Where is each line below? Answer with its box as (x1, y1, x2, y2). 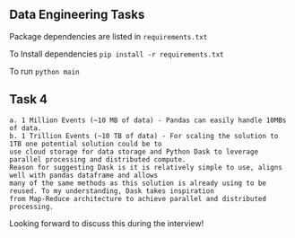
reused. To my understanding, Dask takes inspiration (9, 186, 215, 196)
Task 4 (9, 92, 48, 107)
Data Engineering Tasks (9, 7, 145, 22)
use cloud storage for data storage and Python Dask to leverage (9, 147, 258, 156)
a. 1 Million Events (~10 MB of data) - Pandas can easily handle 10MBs (9, 116, 287, 125)
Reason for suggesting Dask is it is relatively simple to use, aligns (9, 163, 282, 172)
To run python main (9, 66, 80, 76)
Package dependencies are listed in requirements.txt (9, 31, 208, 41)
